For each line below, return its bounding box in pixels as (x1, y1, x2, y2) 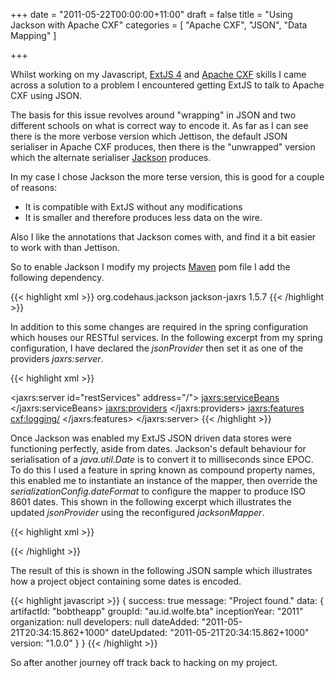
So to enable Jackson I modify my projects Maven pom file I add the (10, 261, 291, 273)
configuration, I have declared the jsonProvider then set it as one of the (10, 342, 304, 354)
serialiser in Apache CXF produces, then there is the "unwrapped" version (10, 141, 316, 153)
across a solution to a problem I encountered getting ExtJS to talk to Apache (10, 79, 325, 91)
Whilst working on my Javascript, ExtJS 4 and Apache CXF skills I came (10, 69, 307, 80)
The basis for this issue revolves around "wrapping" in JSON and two (10, 109, 297, 121)
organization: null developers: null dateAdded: (10, 616, 200, 628)
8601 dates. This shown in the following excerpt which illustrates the (10, 496, 292, 508)
